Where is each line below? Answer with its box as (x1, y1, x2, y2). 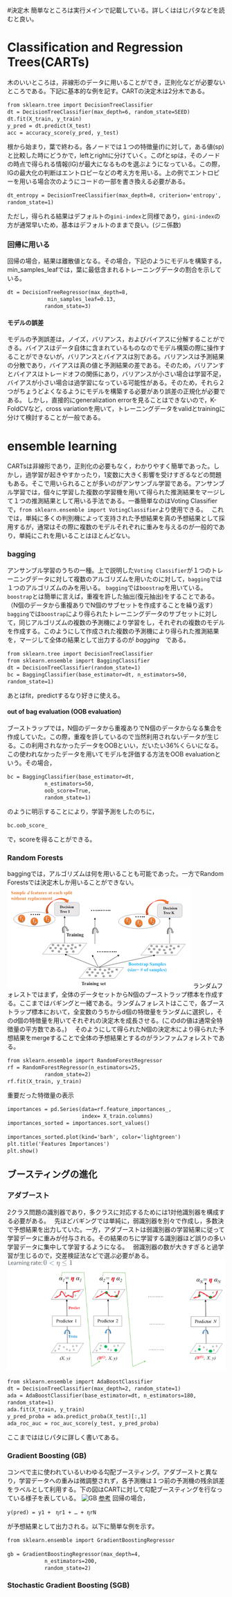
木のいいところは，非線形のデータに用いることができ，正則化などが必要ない (7, 78, 226, 86)
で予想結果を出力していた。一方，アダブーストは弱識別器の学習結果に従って (7, 1225, 225, 1233)
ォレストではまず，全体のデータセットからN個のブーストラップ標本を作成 (7, 990, 218, 999)
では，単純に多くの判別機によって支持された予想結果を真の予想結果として (7, 514, 220, 523)
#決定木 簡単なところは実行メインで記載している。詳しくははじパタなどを (7, 6, 220, 14)
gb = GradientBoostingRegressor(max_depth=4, (7, 1550, 141, 1557)
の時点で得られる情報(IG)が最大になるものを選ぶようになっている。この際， (7, 159, 224, 168)
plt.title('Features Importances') (7, 1141, 110, 1148)
